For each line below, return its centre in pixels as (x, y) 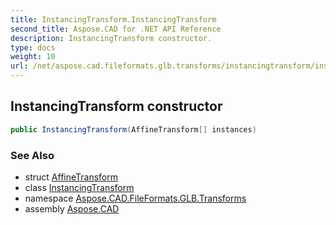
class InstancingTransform (79, 187)
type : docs (33, 47)
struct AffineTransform (71, 177)
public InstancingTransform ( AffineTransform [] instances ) (133, 129)
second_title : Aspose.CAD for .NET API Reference (116, 29)
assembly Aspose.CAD (72, 208)
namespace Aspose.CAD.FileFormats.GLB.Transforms (135, 198)
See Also (32, 155)
